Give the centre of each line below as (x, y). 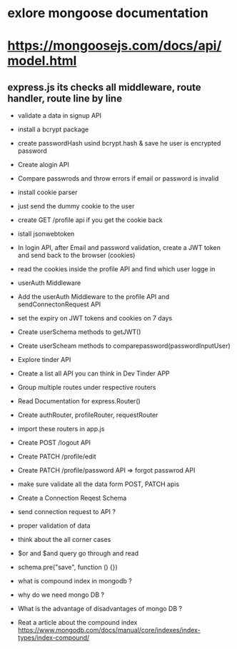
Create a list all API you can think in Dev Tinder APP (94, 373)
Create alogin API (43, 165)
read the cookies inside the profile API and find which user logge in (116, 269)
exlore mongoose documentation (108, 13)
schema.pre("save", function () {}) (67, 567)
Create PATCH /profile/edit (57, 457)
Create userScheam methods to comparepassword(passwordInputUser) (124, 346)
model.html (42, 61)
